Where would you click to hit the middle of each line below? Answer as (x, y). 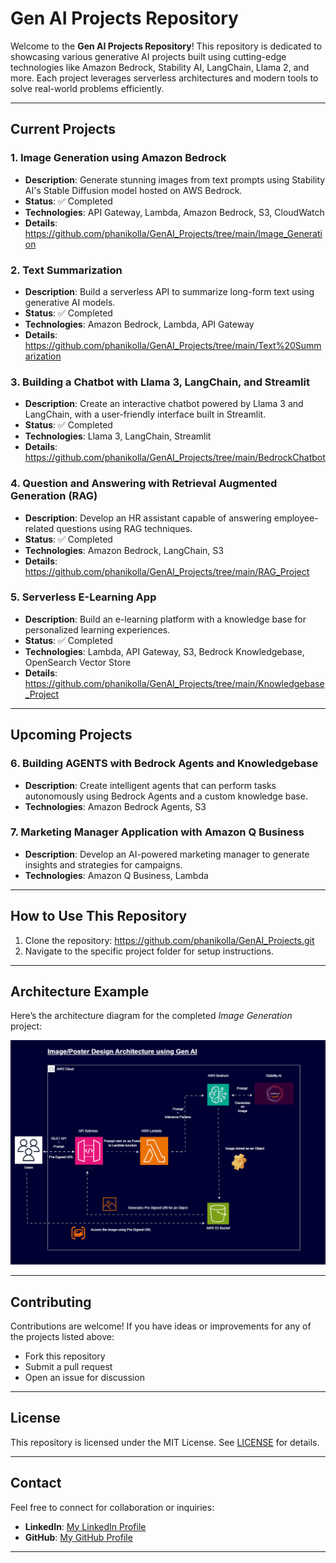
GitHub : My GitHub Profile (78, 1537)
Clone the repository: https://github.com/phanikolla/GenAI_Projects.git (169, 940)
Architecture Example (80, 991)
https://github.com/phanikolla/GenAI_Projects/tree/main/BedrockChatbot (175, 458)
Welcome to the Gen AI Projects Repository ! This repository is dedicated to (166, 46)
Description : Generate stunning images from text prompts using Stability (175, 179)
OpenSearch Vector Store (78, 662)
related (39, 528)
